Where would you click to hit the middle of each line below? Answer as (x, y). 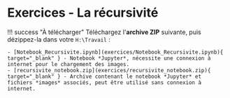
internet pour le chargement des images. (69, 64)
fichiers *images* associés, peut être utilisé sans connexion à (104, 82)
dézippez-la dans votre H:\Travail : (59, 39)
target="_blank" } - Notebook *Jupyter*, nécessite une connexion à (109, 58)
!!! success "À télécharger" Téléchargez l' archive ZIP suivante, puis (104, 32)
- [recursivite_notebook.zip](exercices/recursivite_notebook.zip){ (109, 70)
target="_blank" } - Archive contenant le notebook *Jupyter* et (104, 76)
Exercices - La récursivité (83, 13)
